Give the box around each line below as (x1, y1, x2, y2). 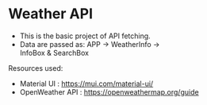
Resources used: (8, 63, 63, 72)
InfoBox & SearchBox (19, 48, 90, 57)
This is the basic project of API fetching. (19, 31, 151, 41)
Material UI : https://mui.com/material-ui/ (19, 79, 154, 88)
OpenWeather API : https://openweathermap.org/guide (19, 87, 200, 96)
